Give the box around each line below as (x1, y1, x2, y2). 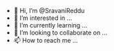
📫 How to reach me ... (13, 37, 78, 44)
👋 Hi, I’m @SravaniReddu (13, 7, 85, 14)
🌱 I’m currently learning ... (13, 21, 88, 29)
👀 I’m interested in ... (13, 14, 73, 22)
